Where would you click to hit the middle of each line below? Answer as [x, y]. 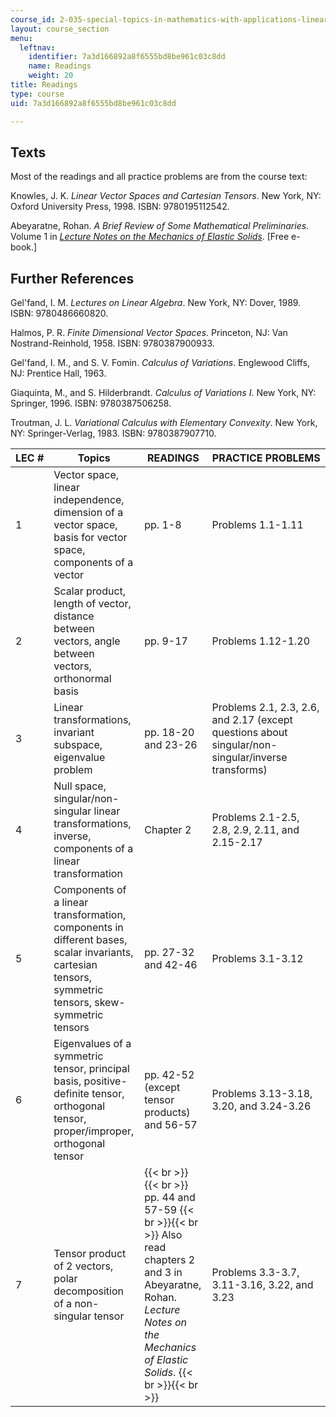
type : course [37, 94]
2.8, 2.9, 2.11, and [255, 830]
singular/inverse [249, 758]
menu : [21, 38]
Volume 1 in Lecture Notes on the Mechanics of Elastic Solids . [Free [150, 237]
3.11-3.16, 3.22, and [262, 1285]
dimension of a [88, 513]
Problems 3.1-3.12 [257, 959]
